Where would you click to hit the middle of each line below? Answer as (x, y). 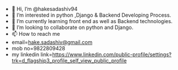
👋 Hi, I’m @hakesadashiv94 (44, 9)
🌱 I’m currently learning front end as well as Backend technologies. (92, 21)
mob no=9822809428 (38, 48)
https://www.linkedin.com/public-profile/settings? (112, 54)
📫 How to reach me (36, 34)
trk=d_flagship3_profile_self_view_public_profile (69, 60)
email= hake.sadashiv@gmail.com (52, 42)
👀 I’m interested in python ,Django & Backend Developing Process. (91, 15)
